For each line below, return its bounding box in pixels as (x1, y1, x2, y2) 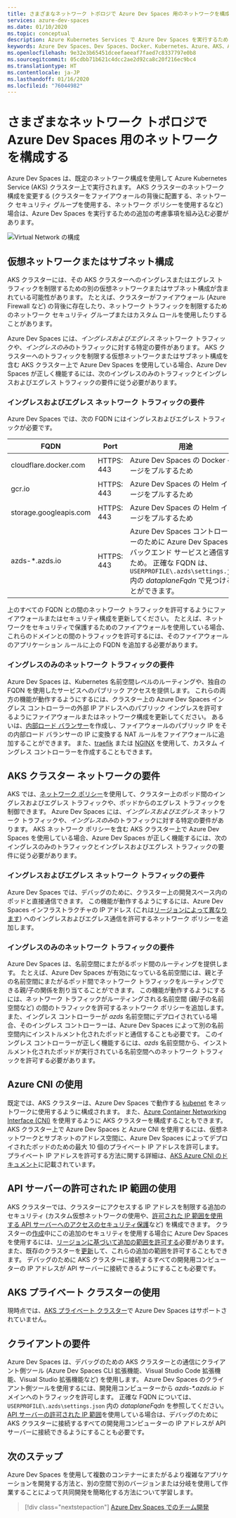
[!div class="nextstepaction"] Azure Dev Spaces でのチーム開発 (24, 1503, 209, 1512)
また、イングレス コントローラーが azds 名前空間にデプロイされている (7, 1012, 211, 1020)
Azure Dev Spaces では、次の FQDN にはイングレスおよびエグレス (7, 415, 201, 423)
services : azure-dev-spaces (7, 17, 90, 24)
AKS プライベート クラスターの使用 (7, 1286, 160, 1299)
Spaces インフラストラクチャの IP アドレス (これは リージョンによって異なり (7, 905, 228, 913)
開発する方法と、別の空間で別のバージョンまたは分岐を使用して (37, 1479, 223, 1488)
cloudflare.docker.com (11, 461, 86, 470)
